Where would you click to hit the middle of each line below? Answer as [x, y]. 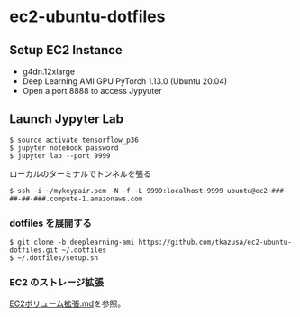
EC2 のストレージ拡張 [56, 283]
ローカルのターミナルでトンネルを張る [80, 173]
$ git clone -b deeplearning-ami [72, 242]
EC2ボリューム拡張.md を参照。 [68, 303]
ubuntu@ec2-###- [257, 191]
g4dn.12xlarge [49, 71]
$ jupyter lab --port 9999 [60, 155]
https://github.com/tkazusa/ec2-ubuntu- [215, 242]
